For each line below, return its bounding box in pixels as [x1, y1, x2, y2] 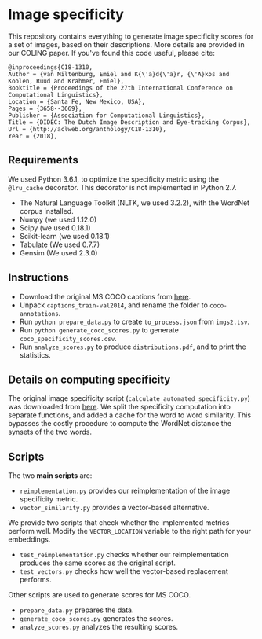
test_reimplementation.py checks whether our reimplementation [19, 550, 229, 560]
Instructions [8, 271, 69, 285]
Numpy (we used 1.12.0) [19, 215, 97, 224]
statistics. [19, 350, 51, 359]
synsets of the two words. [8, 427, 93, 437]
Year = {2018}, [8, 132, 58, 140]
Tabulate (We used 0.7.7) [19, 240, 100, 249]
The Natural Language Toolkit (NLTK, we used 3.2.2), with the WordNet [19, 198, 249, 207]
